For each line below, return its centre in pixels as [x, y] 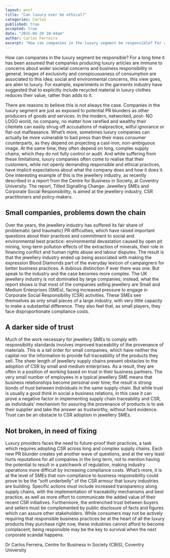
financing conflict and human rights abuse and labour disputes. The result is [85, 252]
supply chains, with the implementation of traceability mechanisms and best [84, 492]
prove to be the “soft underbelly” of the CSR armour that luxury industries [82, 481]
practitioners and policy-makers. [39, 196]
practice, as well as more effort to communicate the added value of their [80, 497]
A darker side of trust [39, 327]
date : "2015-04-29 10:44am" [35, 34]
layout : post [19, 10]
